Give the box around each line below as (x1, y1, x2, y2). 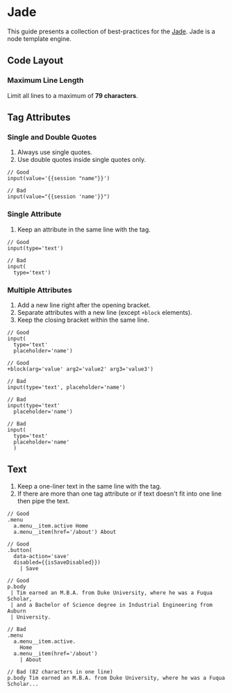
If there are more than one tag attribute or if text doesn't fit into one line (17, 489, 222, 498)
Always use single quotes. (17, 148, 92, 156)
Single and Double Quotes (7, 132, 97, 142)
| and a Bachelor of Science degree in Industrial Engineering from (10, 601, 213, 608)
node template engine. (7, 34, 72, 42)
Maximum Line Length (7, 76, 84, 85)
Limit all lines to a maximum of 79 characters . (7, 91, 138, 99)
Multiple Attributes (7, 285, 72, 295)
